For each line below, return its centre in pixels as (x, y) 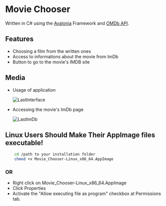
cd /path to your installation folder (55, 155)
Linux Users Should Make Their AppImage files (80, 135)
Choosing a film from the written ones (52, 51)
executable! (24, 143)
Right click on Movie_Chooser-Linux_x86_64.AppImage (69, 183)
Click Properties (29, 188)
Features (19, 39)
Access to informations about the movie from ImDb (65, 56)
